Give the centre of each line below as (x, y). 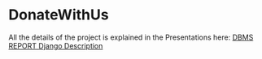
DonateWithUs (59, 15)
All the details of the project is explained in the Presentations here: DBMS (131, 37)
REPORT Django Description (56, 45)
